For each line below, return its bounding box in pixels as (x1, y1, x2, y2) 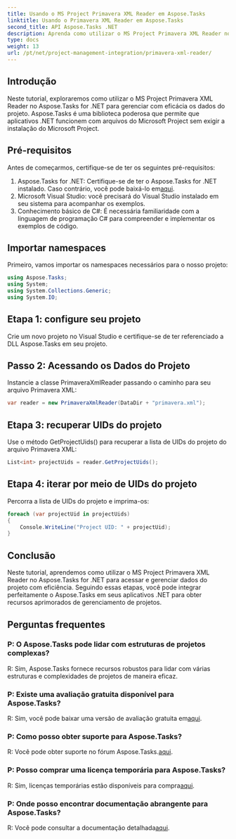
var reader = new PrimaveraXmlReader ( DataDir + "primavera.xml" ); (7, 399, 206, 406)
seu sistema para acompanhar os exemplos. (17, 199, 145, 207)
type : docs (7, 37, 39, 44)
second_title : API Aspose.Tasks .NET (7, 23, 118, 30)
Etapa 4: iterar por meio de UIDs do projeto (7, 478, 197, 490)
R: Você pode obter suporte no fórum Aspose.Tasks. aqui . (7, 748, 173, 756)
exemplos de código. (17, 222, 79, 230)
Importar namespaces (7, 242, 107, 254)
